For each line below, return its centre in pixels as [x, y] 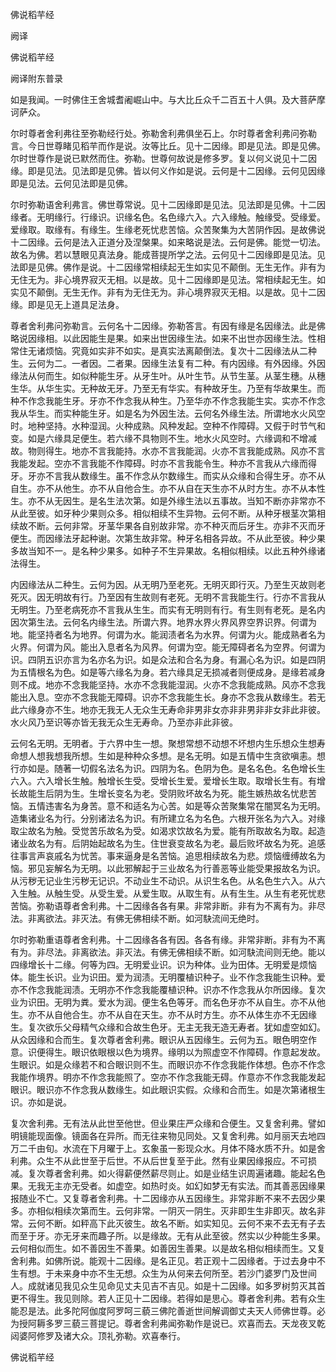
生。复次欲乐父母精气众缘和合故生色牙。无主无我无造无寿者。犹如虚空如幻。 [168, 1027]
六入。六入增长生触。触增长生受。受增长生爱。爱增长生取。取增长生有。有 [163, 781]
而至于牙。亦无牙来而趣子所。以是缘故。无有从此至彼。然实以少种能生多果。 [168, 1236]
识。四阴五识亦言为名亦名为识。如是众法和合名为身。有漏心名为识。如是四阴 [168, 659]
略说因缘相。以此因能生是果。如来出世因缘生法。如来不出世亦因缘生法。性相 [168, 338]
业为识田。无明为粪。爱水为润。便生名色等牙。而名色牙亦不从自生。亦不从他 [168, 1002]
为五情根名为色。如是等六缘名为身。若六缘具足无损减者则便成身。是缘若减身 [168, 672]
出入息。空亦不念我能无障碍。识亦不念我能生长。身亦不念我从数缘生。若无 [172, 697]
